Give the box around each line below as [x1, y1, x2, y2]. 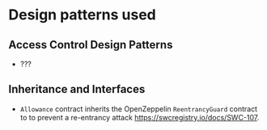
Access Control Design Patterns [8, 38, 173, 52]
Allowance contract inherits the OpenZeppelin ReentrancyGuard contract [19, 103, 257, 114]
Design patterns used [8, 6, 156, 24]
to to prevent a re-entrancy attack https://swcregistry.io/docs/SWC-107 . [19, 112, 260, 122]
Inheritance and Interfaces [8, 82, 146, 96]
